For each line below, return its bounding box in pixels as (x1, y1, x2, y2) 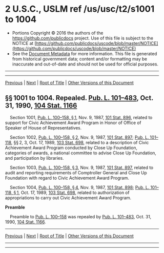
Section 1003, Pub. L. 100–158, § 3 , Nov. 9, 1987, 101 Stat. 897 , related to (9, 165, 154, 170)
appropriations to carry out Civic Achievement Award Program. (5, 194, 132, 201)
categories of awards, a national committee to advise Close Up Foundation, (5, 150, 157, 156)
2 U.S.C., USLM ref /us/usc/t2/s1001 (5, 3, 155, 15)
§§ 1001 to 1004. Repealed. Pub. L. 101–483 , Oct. (5, 94, 154, 102)
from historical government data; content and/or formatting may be (12, 56, 147, 62)
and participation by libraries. (5, 155, 64, 161)
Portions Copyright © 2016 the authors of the (12, 30, 103, 36)
